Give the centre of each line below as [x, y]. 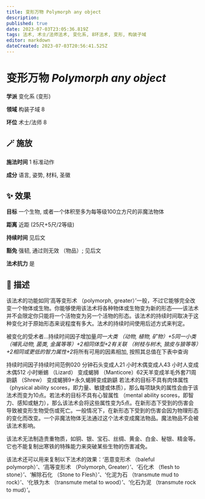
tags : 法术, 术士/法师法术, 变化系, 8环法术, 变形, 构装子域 [76, 35]
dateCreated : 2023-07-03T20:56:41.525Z [57, 46]
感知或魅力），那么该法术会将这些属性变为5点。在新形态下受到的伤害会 [105, 403]
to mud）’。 [20, 490]
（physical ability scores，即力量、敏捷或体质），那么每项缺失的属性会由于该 [103, 388]
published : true [27, 23]
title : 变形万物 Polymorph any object [54, 12]
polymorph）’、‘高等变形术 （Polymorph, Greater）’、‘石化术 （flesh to [93, 467]
